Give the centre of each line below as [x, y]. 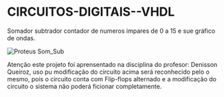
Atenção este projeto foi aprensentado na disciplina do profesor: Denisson [112, 64]
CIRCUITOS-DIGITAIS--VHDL [91, 12]
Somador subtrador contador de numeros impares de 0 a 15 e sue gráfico [111, 31]
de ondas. [21, 38]
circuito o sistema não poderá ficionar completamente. [85, 86]
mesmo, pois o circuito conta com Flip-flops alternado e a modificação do [112, 79]
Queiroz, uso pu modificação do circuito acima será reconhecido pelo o [108, 72]
